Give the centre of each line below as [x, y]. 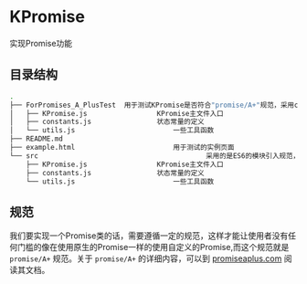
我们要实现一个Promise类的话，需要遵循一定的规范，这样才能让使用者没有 [149, 236]
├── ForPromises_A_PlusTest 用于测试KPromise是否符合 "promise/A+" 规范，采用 [152, 105]
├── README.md [37, 139]
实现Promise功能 [41, 43]
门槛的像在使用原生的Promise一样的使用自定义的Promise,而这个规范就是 [153, 247]
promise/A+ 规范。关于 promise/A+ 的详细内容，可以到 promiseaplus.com [146, 258]
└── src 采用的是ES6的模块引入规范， [154, 156]
